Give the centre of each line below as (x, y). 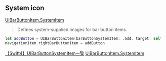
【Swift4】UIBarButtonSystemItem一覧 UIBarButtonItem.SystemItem (75, 53)
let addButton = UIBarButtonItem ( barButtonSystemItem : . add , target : (78, 38)
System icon (25, 8)
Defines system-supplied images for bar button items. (72, 30)
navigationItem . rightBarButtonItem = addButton (55, 43)
